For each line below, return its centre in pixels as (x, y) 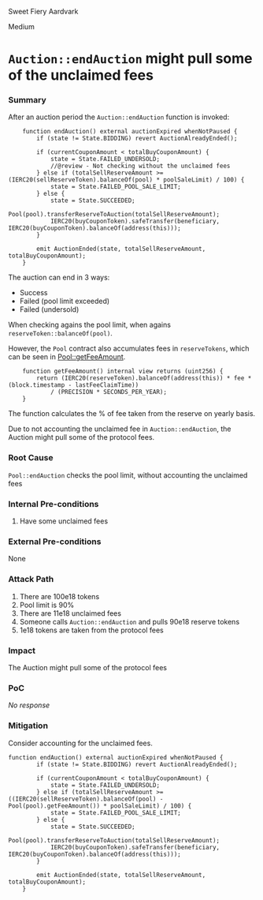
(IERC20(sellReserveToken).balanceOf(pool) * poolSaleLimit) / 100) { (126, 180)
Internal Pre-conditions (54, 504)
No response (29, 705)
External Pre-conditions (55, 542)
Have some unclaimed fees (64, 521)
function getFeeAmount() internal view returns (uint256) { (123, 371)
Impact (22, 651)
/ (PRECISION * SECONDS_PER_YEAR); (109, 392)
